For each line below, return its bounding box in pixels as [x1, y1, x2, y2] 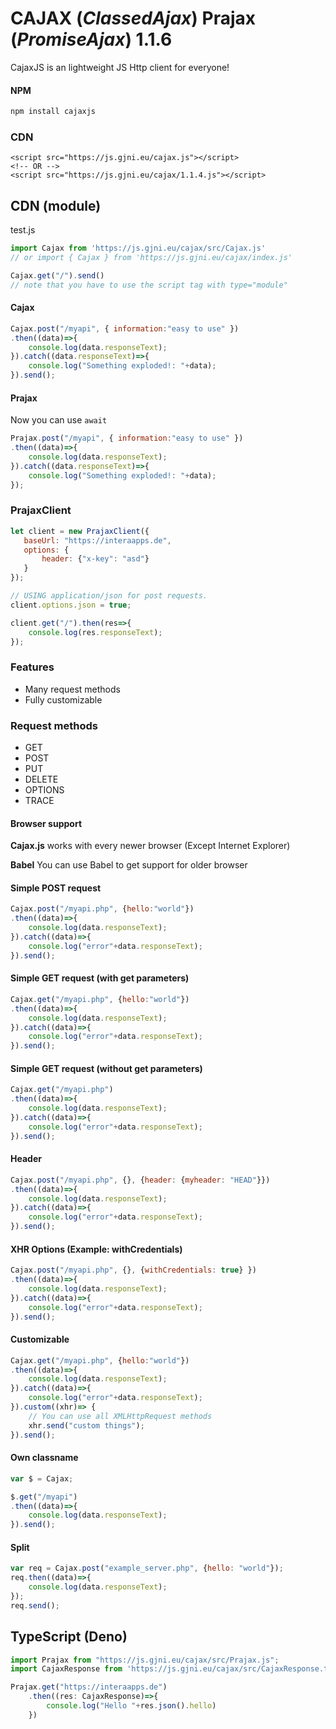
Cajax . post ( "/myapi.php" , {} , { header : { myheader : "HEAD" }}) [10, 1175, 271, 1185]
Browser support [10, 817, 83, 829]
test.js [10, 224, 36, 236]
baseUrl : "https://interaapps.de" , [23, 535, 172, 546]
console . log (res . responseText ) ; [28, 627, 163, 637]
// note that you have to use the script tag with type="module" [10, 280, 288, 290]
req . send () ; [10, 1600, 60, 1611]
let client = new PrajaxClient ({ [10, 526, 150, 536]
